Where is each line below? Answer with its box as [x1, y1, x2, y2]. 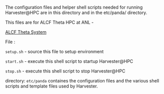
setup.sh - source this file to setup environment [5, 49, 104, 54]
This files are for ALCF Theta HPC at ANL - [5, 20, 94, 25]
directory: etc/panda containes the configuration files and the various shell [5, 78, 159, 83]
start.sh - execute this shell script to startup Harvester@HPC [5, 58, 133, 64]
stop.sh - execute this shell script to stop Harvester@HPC [5, 68, 126, 74]
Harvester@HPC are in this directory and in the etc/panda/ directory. [5, 10, 147, 16]
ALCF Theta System [5, 29, 47, 35]
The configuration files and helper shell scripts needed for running [5, 5, 143, 10]
